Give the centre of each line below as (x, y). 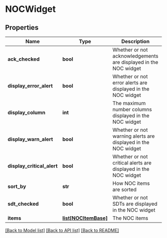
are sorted (125, 190)
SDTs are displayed (135, 204)
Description (135, 41)
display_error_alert (30, 86)
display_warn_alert (30, 139)
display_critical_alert (33, 166)
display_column (27, 113)
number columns (132, 109)
